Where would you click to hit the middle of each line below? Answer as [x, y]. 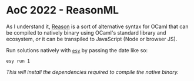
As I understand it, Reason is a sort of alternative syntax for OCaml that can [97, 26]
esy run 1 [18, 61]
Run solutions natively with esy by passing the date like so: [77, 50]
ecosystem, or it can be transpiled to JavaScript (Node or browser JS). [92, 39]
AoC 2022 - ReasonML [63, 10]
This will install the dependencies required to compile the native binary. [93, 72]
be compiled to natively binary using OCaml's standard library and [86, 32]
